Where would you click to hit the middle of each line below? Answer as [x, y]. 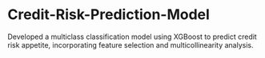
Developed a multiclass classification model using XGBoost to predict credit [132, 37]
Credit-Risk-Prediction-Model [108, 15]
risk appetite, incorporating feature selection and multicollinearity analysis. [130, 44]
